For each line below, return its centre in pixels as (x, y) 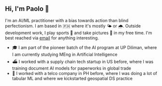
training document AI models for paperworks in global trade (72, 68)
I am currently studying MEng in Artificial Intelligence (65, 54)
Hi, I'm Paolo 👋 (27, 9)
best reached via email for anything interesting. (52, 38)
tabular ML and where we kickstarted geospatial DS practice (72, 78)
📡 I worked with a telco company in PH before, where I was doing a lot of (84, 73)
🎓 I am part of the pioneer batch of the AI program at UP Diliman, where (84, 47)
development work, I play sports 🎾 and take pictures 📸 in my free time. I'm (79, 33)
